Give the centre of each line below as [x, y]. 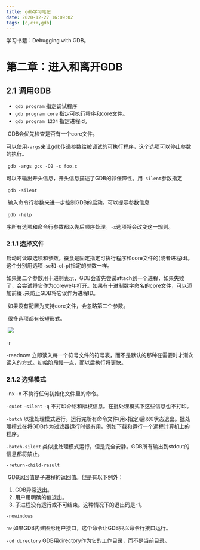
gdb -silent [22, 191]
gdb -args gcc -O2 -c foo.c [42, 167]
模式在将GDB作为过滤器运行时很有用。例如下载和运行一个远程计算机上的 [100, 426]
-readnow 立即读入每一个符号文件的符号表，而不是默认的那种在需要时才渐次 [100, 355]
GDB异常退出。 [33, 490]
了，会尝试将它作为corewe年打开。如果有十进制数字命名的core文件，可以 [97, 285]
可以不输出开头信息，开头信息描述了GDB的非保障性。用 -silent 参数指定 [94, 178]
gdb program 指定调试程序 [46, 106]
